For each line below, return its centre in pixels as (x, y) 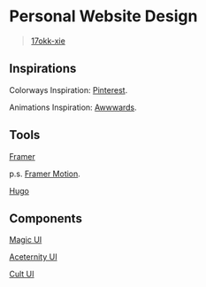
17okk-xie (48, 41)
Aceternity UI (33, 257)
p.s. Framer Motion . (45, 174)
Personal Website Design (103, 16)
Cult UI (22, 274)
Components (46, 218)
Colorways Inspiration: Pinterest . (69, 89)
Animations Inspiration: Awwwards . (73, 107)
